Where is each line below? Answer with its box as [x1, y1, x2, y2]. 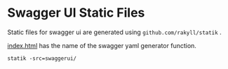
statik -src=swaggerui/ [7, 54, 77, 62]
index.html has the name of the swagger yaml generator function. [7, 41, 196, 49]
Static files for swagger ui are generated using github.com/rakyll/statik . [7, 28, 222, 36]
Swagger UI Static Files [7, 5, 145, 21]
